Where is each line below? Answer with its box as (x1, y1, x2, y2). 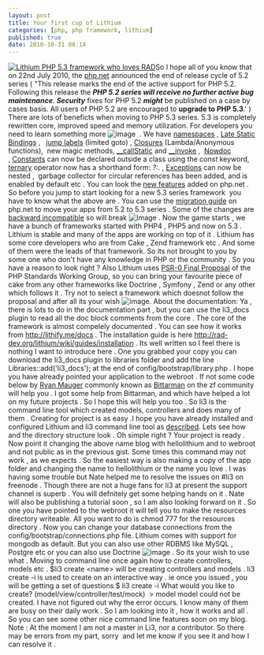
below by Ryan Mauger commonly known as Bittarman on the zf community (8, 380, 255, 390)
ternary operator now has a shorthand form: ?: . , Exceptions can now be (8, 163, 242, 172)
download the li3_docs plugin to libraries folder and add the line (8, 355, 215, 365)
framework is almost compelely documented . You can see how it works (8, 322, 242, 331)
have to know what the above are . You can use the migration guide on (8, 196, 237, 205)
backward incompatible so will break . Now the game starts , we (8, 213, 246, 223)
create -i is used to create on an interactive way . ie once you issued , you (8, 572, 248, 583)
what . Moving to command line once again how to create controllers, (8, 556, 233, 565)
